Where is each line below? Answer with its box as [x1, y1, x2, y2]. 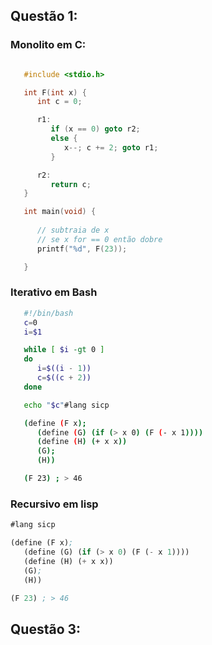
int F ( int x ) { [23, 87, 87, 98]
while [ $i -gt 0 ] [23, 345, 105, 355]
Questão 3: [10, 620, 82, 638]
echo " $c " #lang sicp [23, 400, 110, 410]
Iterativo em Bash [10, 285, 98, 299]
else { [50, 134, 78, 144]
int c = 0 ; [36, 97, 83, 107]
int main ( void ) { [23, 207, 97, 217]
